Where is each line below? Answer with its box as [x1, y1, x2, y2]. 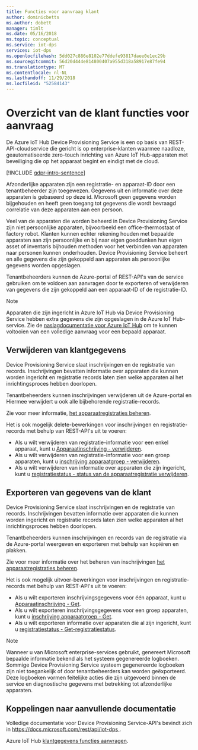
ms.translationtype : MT [6, 64, 65, 70]
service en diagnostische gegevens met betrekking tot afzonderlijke [6, 680, 173, 687]
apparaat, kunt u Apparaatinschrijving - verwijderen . [14, 445, 143, 452]
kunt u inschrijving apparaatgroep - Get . [14, 612, 113, 620]
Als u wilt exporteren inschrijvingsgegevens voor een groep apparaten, [14, 607, 189, 614]
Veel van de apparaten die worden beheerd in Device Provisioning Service [6, 217, 188, 224]
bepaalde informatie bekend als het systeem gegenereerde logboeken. [6, 655, 180, 662]
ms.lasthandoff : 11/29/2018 [6, 75, 76, 81]
